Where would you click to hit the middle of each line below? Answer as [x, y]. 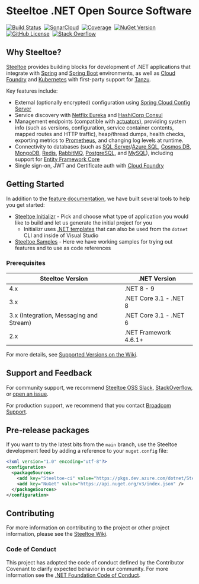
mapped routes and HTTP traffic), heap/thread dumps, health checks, [100, 134]
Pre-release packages [48, 430]
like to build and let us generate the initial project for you [84, 222]
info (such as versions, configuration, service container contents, [94, 127]
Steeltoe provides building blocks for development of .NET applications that [98, 67]
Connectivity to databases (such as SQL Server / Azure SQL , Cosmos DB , [103, 146]
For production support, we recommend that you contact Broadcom [89, 405]
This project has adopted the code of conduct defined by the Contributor [95, 562]
